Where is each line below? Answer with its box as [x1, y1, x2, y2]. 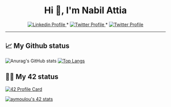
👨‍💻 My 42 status [5, 72, 59, 81]
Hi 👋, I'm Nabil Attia [44, 5, 127, 16]
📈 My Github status [5, 42, 70, 50]
